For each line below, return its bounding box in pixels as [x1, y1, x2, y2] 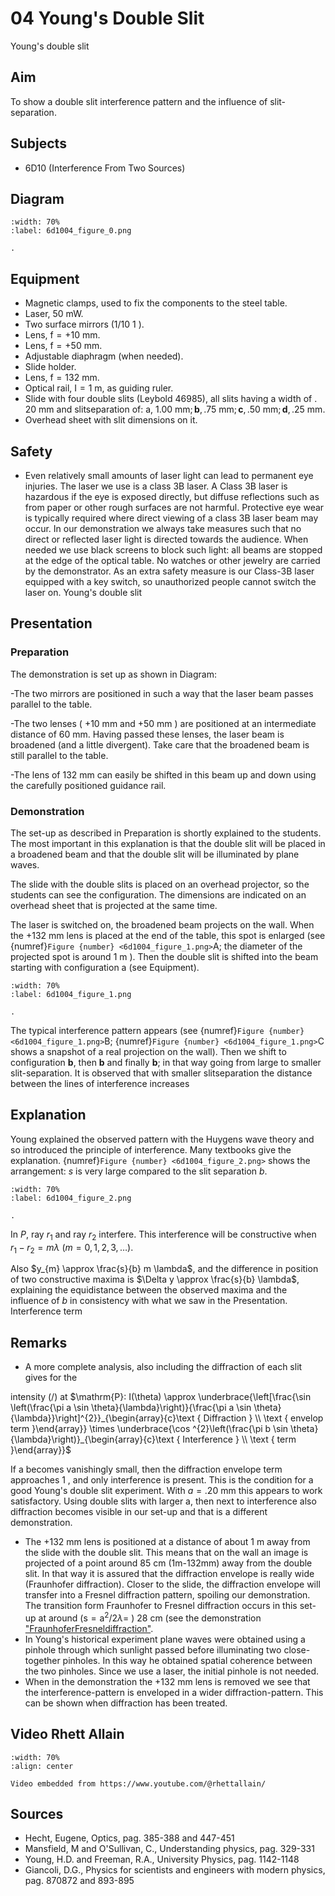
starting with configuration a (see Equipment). [10, 961, 200, 973]
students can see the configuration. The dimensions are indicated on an [10, 888, 307, 901]
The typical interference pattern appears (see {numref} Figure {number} [10, 1024, 305, 1036]
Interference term [10, 1305, 83, 1317]
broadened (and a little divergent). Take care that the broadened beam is [10, 738, 310, 751]
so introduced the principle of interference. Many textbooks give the [10, 1143, 292, 1156]
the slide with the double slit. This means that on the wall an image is [24, 1547, 309, 1559]
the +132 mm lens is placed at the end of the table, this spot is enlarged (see [10, 929, 326, 941]
